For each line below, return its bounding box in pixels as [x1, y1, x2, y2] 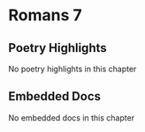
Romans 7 [8, 5, 83, 26]
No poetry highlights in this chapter [8, 63, 137, 74]
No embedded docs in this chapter [8, 112, 134, 123]
